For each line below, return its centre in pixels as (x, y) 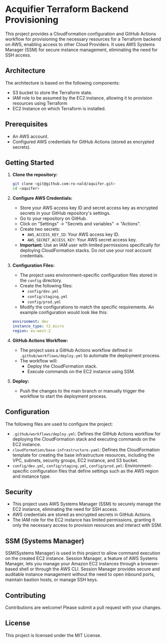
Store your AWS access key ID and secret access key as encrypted (89, 208)
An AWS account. (30, 136)
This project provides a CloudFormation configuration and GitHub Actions (81, 34)
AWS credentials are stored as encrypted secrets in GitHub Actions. (82, 515)
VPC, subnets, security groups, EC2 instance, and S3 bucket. (75, 460)
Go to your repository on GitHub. (53, 218)
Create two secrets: (40, 229)
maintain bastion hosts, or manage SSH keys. (52, 580)
